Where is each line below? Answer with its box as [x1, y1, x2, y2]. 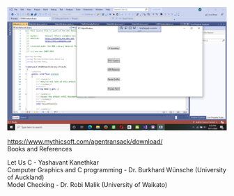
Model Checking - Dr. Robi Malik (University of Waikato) [7, 181, 168, 188]
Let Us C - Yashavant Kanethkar [7, 158, 100, 167]
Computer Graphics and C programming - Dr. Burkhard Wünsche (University [7, 166, 226, 174]
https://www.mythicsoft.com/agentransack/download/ [7, 137, 163, 146]
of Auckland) [7, 173, 45, 181]
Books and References [7, 145, 72, 153]
